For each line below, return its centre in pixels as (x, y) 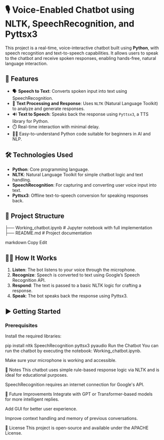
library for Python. (30, 121)
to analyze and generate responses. (48, 109)
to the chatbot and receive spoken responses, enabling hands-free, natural (81, 58)
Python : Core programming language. (50, 169)
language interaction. (26, 63)
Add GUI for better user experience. (41, 409)
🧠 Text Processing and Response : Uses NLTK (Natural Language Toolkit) (85, 103)
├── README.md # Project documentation (48, 233)
